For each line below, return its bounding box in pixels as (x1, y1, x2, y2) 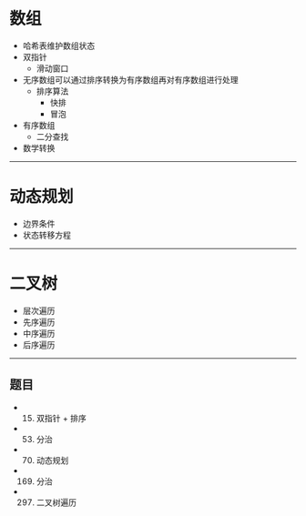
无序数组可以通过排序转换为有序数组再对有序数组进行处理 (22, 74, 239, 85)
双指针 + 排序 (36, 412, 87, 423)
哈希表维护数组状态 (22, 40, 96, 51)
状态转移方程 (22, 229, 71, 240)
